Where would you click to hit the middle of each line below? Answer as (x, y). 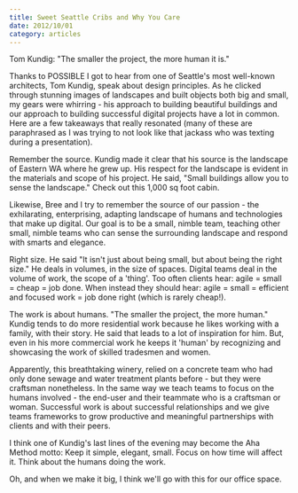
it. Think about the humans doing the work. (88, 462)
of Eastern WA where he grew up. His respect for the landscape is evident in (149, 168)
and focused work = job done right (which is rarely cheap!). (118, 297)
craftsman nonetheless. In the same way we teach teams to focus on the (142, 388)
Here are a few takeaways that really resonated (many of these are (131, 123)
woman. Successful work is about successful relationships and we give (140, 407)
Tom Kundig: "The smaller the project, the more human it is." (119, 59)
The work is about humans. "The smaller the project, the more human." (139, 315)
